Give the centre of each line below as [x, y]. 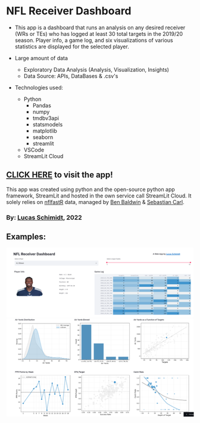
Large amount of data [41, 58]
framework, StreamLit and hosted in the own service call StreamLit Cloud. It [99, 196]
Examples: [26, 237]
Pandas [42, 105]
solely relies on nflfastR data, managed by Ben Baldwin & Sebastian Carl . [95, 202]
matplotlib [45, 131]
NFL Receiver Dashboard [69, 11]
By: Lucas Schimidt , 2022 [44, 217]
